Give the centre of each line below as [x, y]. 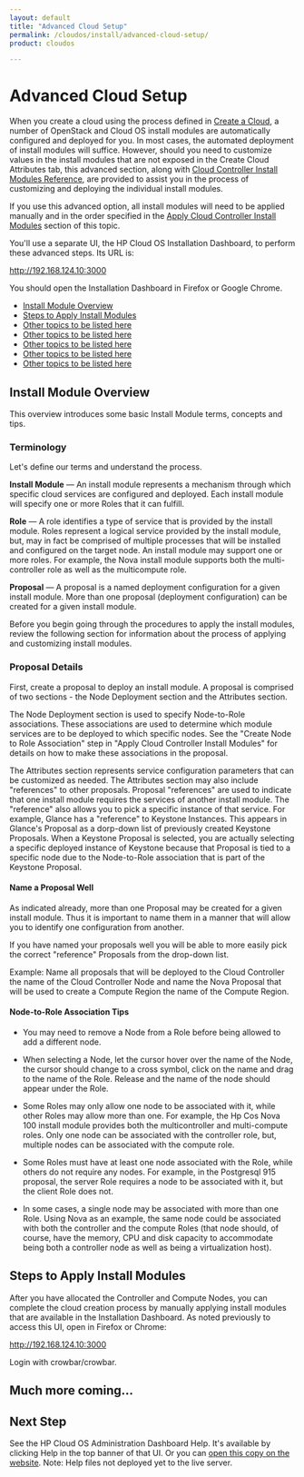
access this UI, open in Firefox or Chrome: [88, 1326]
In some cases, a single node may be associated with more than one [151, 1209]
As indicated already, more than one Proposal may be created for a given [146, 907]
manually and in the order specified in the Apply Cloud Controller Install [143, 216]
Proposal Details [46, 667]
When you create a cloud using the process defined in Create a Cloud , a [144, 121]
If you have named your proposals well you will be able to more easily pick [148, 945]
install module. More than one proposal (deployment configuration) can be [148, 597]
